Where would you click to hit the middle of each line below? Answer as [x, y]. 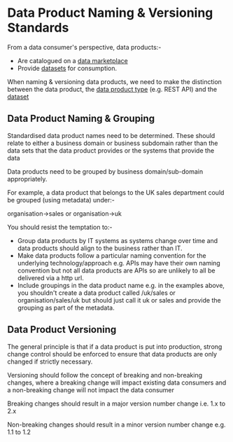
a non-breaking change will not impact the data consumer [91, 389]
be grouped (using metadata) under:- [61, 200]
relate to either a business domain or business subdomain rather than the [113, 143]
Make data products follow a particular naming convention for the [112, 255]
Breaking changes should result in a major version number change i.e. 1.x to [116, 403]
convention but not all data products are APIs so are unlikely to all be [116, 270]
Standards [38, 28]
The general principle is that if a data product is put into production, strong [115, 346]
